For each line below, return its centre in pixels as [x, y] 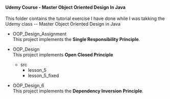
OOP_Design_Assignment [40, 34]
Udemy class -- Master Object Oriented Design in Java [63, 24]
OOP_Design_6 [28, 86]
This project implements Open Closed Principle [63, 55]
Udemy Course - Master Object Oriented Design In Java [66, 7]
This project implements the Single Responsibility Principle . [76, 39]
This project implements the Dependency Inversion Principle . [78, 91]
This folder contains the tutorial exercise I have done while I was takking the [85, 18]
